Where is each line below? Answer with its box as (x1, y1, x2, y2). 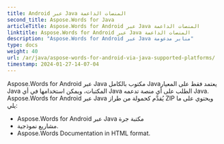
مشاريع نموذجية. (16, 121, 59, 130)
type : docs (7, 42, 38, 48)
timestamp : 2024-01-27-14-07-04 (7, 61, 99, 68)
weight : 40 (7, 48, 38, 55)
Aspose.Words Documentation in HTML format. (16, 129, 151, 137)
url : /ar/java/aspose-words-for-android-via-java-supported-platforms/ (7, 55, 215, 61)
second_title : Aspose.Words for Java (7, 16, 115, 23)
